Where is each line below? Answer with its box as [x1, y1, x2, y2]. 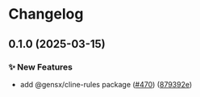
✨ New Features [8, 61, 73, 73]
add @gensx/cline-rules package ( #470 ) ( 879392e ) [19, 79, 193, 89]
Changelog [8, 5, 84, 23]
